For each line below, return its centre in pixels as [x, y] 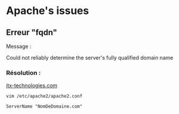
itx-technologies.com [32, 85]
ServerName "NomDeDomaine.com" [44, 106]
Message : [19, 46]
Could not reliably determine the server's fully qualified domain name [90, 58]
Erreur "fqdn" [32, 32]
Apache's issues [48, 11]
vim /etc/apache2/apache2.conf [44, 96]
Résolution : [23, 72]
